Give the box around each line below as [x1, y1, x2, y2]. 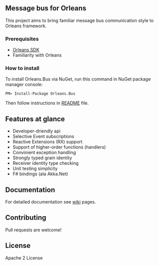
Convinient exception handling [12, 150, 76, 156]
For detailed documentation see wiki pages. [5, 199, 96, 205]
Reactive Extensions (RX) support [12, 139, 83, 145]
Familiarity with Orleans [12, 52, 62, 58]
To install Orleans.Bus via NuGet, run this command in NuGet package [5, 76, 151, 82]
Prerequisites [5, 35, 39, 42]
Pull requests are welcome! [5, 227, 62, 233]
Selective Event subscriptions [12, 134, 75, 140]
